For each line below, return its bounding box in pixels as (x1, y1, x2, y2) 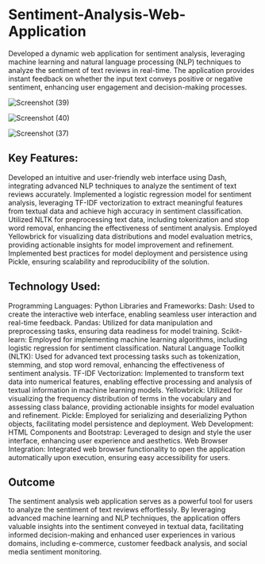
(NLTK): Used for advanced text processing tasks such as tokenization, (8, 351, 240, 361)
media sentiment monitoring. (8, 547, 102, 557)
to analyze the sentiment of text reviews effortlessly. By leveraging (8, 505, 226, 515)
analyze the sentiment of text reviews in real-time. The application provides (8, 65, 255, 75)
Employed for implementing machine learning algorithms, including (29, 335, 248, 344)
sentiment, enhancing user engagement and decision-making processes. (8, 82, 248, 92)
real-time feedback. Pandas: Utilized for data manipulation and (8, 317, 213, 327)
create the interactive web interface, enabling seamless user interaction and (8, 309, 257, 319)
